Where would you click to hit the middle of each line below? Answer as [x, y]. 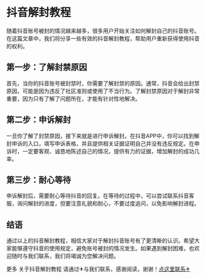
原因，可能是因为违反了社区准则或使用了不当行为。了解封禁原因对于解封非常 [103, 91]
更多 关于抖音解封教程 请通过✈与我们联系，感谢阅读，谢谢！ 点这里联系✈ [98, 269]
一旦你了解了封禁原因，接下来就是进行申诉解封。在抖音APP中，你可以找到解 [103, 136]
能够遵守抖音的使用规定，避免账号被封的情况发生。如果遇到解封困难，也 [103, 249]
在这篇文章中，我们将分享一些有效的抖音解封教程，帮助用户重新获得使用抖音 [103, 38]
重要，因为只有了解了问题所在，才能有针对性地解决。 [74, 98]
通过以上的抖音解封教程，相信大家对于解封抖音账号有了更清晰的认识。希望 [100, 241]
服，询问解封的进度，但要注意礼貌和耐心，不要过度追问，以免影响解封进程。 [103, 204]
